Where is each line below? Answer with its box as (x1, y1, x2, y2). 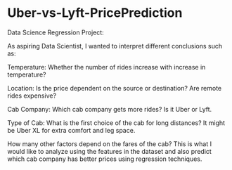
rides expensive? (7, 91, 57, 100)
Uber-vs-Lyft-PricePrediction (7, 5, 183, 21)
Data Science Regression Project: (7, 28, 104, 37)
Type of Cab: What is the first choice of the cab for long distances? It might (7, 118, 226, 127)
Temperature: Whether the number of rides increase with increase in (7, 63, 206, 71)
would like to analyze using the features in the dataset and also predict (7, 147, 212, 155)
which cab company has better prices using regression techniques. (7, 155, 202, 163)
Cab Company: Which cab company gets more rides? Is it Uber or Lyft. (7, 105, 212, 113)
